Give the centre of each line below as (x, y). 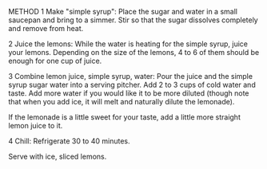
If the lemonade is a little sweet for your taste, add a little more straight (125, 117)
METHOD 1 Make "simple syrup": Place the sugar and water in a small (123, 12)
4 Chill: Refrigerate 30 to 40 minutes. (69, 141)
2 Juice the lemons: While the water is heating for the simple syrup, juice (128, 44)
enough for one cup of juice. (55, 61)
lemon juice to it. (36, 126)
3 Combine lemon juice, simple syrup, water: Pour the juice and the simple (131, 76)
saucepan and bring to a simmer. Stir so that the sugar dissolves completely (133, 20)
